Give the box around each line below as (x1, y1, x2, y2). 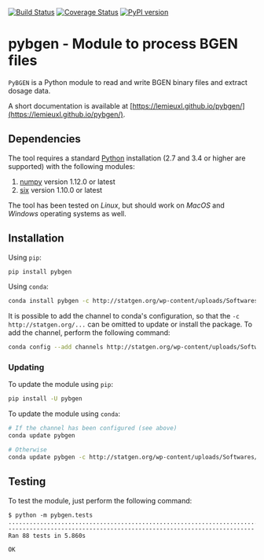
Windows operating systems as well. (8, 208, 127, 218)
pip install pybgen (8, 267, 72, 275)
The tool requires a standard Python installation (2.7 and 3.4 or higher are (8, 153, 246, 163)
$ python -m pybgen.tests (8, 511, 93, 519)
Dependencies (8, 132, 81, 146)
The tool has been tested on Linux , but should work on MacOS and (8, 201, 225, 210)
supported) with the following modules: (8, 161, 135, 171)
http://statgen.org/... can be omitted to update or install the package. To (8, 319, 253, 330)
